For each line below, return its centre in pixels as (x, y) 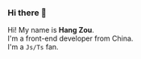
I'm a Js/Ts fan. (33, 47)
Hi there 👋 (27, 13)
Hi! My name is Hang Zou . (51, 30)
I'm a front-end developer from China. (70, 38)
